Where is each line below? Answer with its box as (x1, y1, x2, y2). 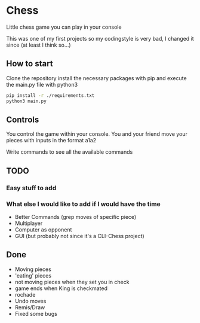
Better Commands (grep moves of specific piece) (14, 213, 137, 220)
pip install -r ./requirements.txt (6, 92, 95, 99)
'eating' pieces (14, 272, 52, 279)
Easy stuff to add (6, 184, 57, 192)
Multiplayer (14, 220, 43, 227)
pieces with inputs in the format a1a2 (6, 137, 97, 144)
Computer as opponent (14, 226, 72, 233)
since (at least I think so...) (6, 41, 71, 48)
